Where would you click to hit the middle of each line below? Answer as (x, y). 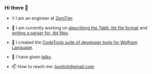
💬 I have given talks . (32, 57)
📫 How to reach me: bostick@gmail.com (53, 67)
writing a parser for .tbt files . (40, 33)
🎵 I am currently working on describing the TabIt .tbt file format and (79, 28)
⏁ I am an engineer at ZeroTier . (43, 18)
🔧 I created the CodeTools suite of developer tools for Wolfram (75, 43)
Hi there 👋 (17, 8)
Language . (22, 47)
